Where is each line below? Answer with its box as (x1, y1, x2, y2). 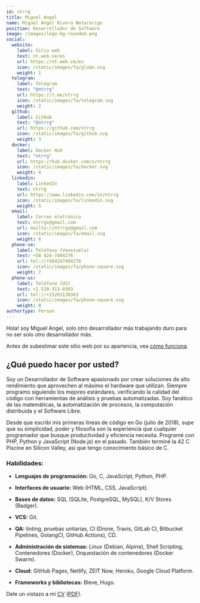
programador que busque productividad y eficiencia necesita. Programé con (6, 431, 195, 438)
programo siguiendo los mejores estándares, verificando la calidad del (6, 388, 180, 395)
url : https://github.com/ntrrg (17, 125, 95, 131)
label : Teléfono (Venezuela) (17, 247, 90, 253)
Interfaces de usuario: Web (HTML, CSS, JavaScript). (14, 484, 148, 491)
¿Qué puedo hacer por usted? (6, 360, 119, 370)
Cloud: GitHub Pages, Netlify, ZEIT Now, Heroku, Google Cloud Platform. (14, 567, 194, 574)
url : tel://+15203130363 (17, 292, 79, 298)
